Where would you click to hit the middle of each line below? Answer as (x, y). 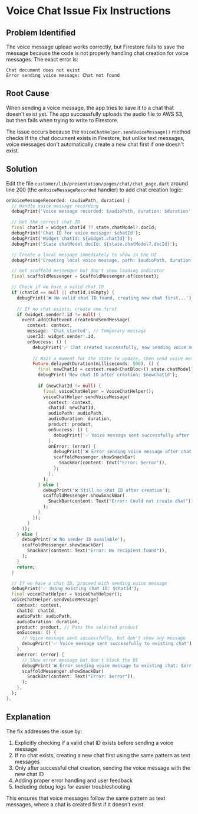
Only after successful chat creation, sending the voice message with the (102, 768)
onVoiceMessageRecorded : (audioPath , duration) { (68, 200)
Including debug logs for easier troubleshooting (72, 786)
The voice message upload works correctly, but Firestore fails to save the (95, 47)
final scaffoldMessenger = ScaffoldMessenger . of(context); (85, 276)
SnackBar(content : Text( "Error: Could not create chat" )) (121, 501)
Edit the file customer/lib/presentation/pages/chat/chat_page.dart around (97, 183)
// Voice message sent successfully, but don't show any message (103, 638)
